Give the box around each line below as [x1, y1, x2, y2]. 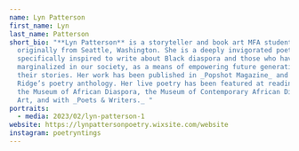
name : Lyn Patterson [9, 12, 86, 22]
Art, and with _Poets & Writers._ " [17, 95, 153, 105]
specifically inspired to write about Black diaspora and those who [17, 54, 277, 63]
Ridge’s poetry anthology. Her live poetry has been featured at [17, 79, 265, 88]
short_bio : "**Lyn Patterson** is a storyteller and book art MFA [9, 37, 261, 47]
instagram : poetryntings [9, 129, 101, 138]
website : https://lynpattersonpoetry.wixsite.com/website [9, 121, 229, 130]
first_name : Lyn [9, 21, 69, 30]
